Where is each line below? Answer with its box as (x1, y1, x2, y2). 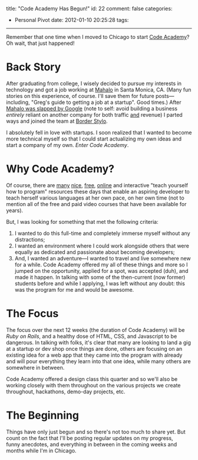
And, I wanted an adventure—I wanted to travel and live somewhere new (14, 255, 191, 262)
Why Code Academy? (6, 162, 115, 176)
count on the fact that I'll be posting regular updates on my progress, (6, 434, 173, 442)
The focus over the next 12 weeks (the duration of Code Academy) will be (6, 326, 185, 333)
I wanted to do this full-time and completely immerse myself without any (14, 230, 190, 237)
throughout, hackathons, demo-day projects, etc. (6, 388, 126, 395)
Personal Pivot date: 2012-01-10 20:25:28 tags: (14, 17, 129, 23)
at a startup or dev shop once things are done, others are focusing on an (6, 345, 183, 352)
